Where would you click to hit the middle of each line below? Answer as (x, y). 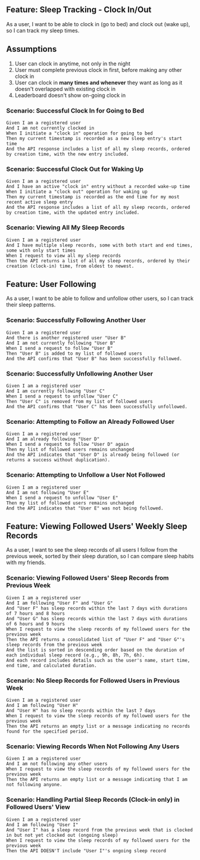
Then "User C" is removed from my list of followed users (79, 401)
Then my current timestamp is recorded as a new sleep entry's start (94, 138)
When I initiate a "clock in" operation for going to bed (79, 133)
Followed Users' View (38, 807)
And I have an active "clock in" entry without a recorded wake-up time (98, 187)
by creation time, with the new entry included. (68, 154)
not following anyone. (34, 785)
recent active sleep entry (40, 202)
